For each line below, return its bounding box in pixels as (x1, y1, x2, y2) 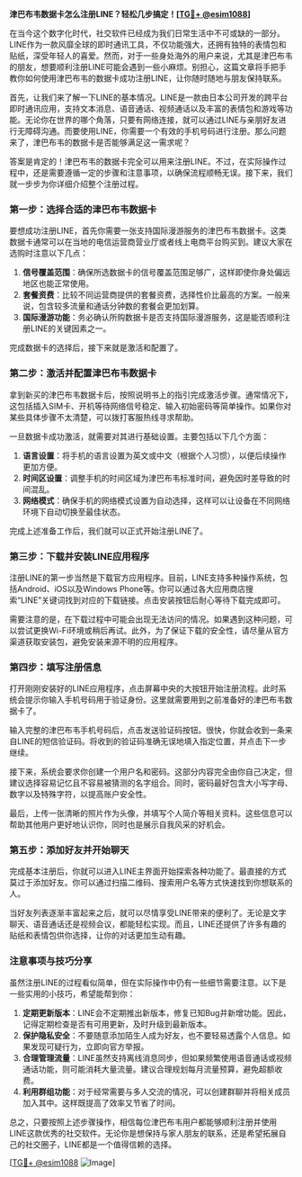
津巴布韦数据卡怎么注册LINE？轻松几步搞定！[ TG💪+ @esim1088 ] (9, 9, 252, 19)
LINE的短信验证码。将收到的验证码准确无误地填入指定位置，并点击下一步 (16, 736, 287, 747)
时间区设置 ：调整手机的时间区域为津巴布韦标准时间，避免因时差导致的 (22, 472, 283, 483)
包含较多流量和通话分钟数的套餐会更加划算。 (38, 301, 204, 311)
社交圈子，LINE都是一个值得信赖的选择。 (24, 1138, 177, 1150)
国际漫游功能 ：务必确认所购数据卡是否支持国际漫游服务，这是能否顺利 (22, 312, 283, 323)
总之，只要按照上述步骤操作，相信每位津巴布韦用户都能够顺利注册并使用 (9, 1116, 277, 1128)
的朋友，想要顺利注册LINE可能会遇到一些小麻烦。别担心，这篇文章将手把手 (9, 62, 287, 72)
